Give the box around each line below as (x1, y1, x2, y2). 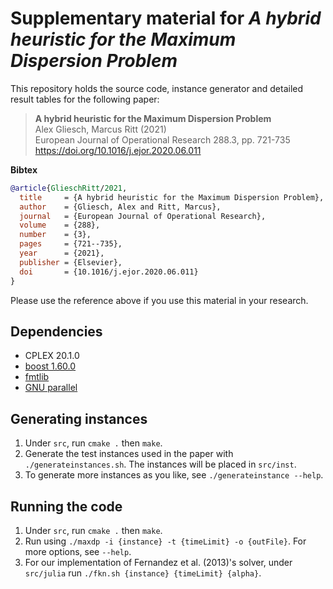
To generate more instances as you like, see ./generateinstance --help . (24, 469, 324, 481)
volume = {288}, (19, 220, 101, 231)
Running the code (10, 498, 123, 515)
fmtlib (24, 371, 50, 383)
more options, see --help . (24, 546, 132, 557)
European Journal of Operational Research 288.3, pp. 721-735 (34, 133, 291, 146)
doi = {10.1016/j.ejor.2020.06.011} (19, 267, 199, 277)
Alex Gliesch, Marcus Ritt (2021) (34, 123, 167, 135)
